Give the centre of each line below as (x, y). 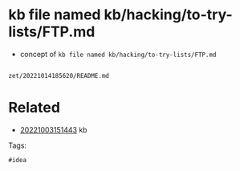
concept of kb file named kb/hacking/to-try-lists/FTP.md (118, 54)
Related (34, 108)
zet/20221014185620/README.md (59, 75)
